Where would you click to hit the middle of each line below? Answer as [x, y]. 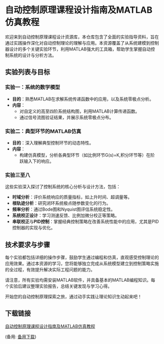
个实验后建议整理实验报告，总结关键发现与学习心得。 [59, 286]
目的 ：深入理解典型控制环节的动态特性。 [53, 143]
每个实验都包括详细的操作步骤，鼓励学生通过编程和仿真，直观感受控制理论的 [82, 257]
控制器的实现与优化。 [33, 228]
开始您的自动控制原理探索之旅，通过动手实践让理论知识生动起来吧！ [73, 296]
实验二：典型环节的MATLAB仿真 [43, 131]
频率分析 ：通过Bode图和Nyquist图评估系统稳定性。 [64, 209]
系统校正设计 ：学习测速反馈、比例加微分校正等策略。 [66, 216]
